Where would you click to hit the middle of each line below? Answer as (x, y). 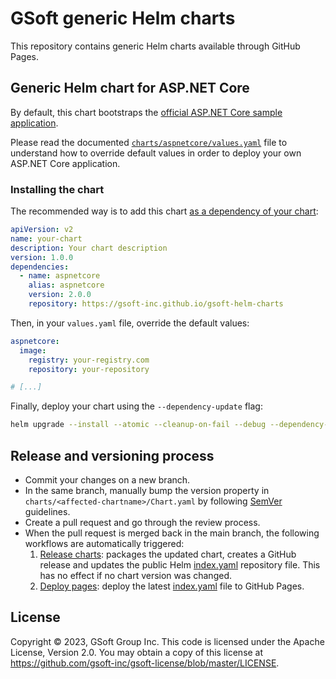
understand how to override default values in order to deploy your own (156, 153)
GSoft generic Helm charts (123, 18)
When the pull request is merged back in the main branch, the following (172, 533)
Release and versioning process (112, 455)
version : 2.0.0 (60, 295)
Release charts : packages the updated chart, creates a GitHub (168, 554)
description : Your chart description (89, 248)
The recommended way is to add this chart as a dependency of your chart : (164, 211)
